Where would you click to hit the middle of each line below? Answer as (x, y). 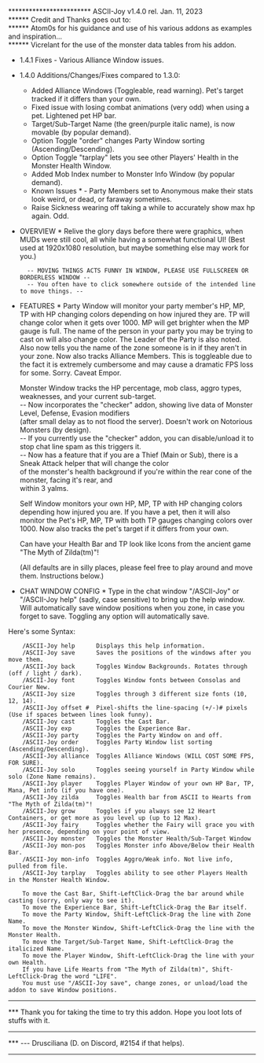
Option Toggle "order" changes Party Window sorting (118, 140)
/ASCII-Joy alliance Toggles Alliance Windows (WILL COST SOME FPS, (139, 756)
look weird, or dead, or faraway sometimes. (102, 199)
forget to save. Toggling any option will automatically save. (114, 616)
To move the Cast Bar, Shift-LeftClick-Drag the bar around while (133, 894)
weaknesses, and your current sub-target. (88, 396)
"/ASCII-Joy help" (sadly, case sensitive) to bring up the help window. (132, 600)
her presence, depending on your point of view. (89, 832)
